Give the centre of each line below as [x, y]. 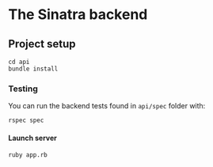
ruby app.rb [28, 155]
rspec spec [26, 120]
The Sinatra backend [78, 15]
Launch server [33, 138]
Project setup [42, 44]
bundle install [33, 69]
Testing [23, 89]
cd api [19, 62]
